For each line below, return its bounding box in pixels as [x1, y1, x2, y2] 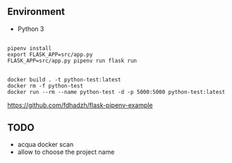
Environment [7, 6, 66, 18]
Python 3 [17, 24, 44, 33]
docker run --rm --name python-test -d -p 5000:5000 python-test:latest [7, 89, 226, 96]
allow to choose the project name [17, 147, 115, 157]
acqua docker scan [17, 140, 74, 149]
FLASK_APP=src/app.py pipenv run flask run [7, 57, 138, 64]
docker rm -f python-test [7, 83, 83, 90]
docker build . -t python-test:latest [7, 76, 121, 83]
